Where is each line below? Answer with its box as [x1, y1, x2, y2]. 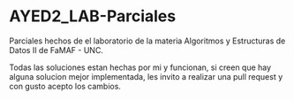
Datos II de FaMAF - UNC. [9, 44, 104, 55]
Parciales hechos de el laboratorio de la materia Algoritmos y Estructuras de [9, 35, 286, 46]
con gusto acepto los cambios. [9, 81, 122, 91]
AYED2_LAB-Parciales [9, 6, 177, 27]
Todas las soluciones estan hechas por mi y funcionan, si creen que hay [9, 62, 272, 73]
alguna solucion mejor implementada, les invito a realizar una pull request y [9, 71, 283, 81]
